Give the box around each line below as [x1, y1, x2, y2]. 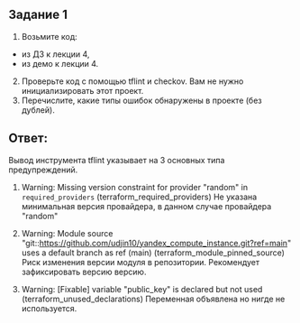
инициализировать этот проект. [21, 85, 144, 96]
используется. [21, 302, 77, 314]
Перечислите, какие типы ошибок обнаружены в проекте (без [21, 95, 262, 106]
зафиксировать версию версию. [21, 266, 147, 277]
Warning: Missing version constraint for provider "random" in [21, 181, 249, 192]
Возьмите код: [21, 31, 77, 42]
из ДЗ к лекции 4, [21, 49, 90, 60]
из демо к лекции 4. [21, 58, 99, 69]
